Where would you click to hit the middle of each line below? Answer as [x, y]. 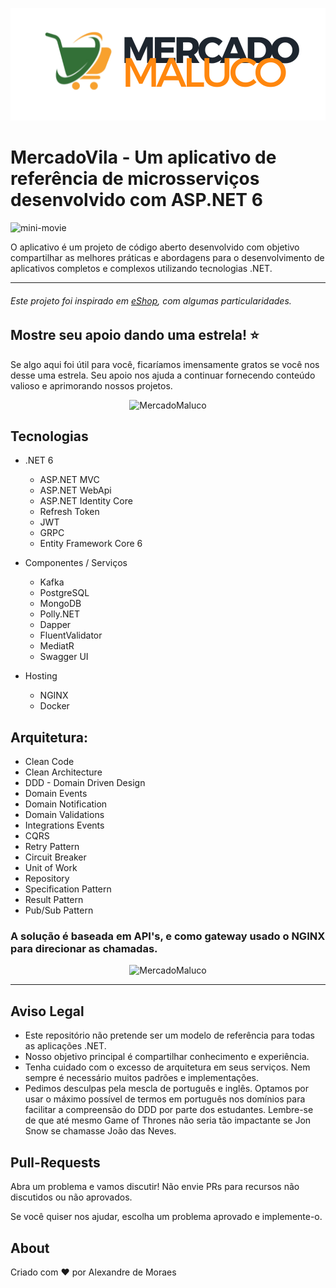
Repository [47, 879]
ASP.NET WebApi [75, 490]
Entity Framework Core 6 [91, 544]
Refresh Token [69, 512]
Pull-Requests [55, 1162]
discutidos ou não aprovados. [71, 1197]
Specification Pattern [68, 889]
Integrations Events [64, 825]
